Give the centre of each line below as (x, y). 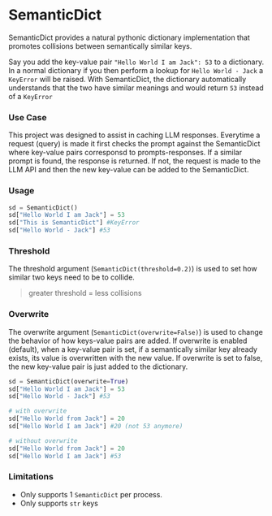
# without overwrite (43, 440)
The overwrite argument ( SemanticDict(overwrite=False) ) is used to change (136, 332)
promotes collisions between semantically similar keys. (100, 46)
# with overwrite (38, 411)
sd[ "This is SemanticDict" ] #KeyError (74, 223)
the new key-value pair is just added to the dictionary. (98, 366)
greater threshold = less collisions (85, 293)
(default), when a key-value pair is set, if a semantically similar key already (133, 349)
